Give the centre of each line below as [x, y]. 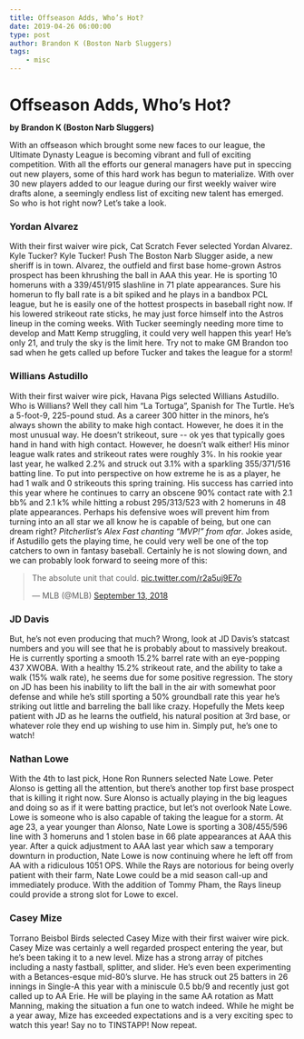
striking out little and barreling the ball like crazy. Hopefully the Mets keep [147, 706]
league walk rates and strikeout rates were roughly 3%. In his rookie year [146, 454]
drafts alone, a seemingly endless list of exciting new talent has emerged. [147, 194]
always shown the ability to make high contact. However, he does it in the [147, 425]
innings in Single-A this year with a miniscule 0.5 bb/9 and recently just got [149, 986]
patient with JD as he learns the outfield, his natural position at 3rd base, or [150, 716]
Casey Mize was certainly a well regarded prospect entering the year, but [147, 947]
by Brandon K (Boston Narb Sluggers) [82, 127]
